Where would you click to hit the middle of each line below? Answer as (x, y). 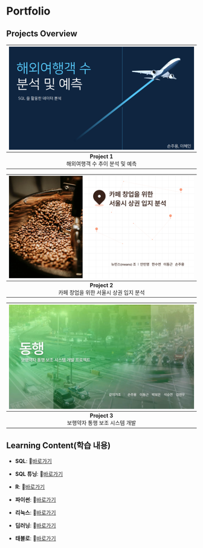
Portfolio (28, 11)
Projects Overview (42, 34)
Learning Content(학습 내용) (58, 445)
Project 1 (101, 156)
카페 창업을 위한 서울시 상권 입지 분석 (101, 292)
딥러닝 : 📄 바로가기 (35, 526)
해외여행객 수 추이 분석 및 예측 (101, 164)
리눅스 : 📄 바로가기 (35, 513)
